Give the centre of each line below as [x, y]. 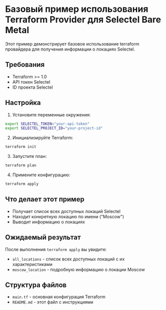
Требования [25, 65]
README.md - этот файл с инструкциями [53, 302]
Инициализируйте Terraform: [43, 138]
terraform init [21, 147]
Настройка [23, 103]
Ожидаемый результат [43, 237]
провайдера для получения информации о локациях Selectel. [70, 49]
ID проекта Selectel [32, 87]
